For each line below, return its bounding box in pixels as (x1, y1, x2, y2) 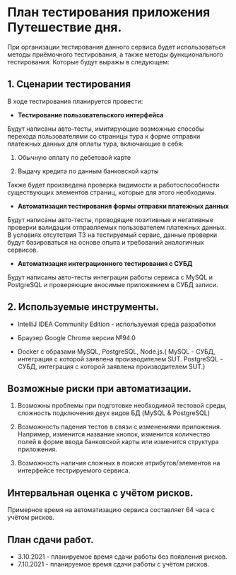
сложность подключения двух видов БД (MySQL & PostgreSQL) (17, 409, 211, 417)
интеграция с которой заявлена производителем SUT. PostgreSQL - (17, 354, 223, 363)
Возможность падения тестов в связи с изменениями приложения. (17, 422, 222, 431)
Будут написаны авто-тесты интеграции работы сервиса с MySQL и (7, 273, 213, 281)
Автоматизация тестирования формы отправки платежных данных (17, 202, 230, 210)
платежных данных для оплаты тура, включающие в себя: (7, 139, 184, 148)
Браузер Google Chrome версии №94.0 (17, 333, 136, 342)
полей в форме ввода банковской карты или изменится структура (17, 438, 219, 446)
